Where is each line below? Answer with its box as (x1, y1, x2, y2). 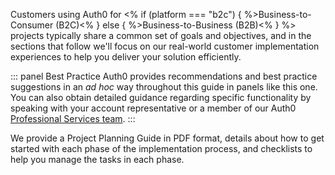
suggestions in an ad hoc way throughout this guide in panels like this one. (10, 81, 318, 93)
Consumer (10, 19, 54, 31)
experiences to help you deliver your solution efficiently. (10, 51, 242, 63)
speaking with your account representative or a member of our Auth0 (10, 102, 297, 114)
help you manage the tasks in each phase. (10, 154, 185, 165)
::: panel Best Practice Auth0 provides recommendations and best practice (10, 70, 318, 82)
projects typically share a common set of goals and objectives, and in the (10, 30, 312, 41)
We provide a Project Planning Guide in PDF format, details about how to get (10, 132, 325, 144)
